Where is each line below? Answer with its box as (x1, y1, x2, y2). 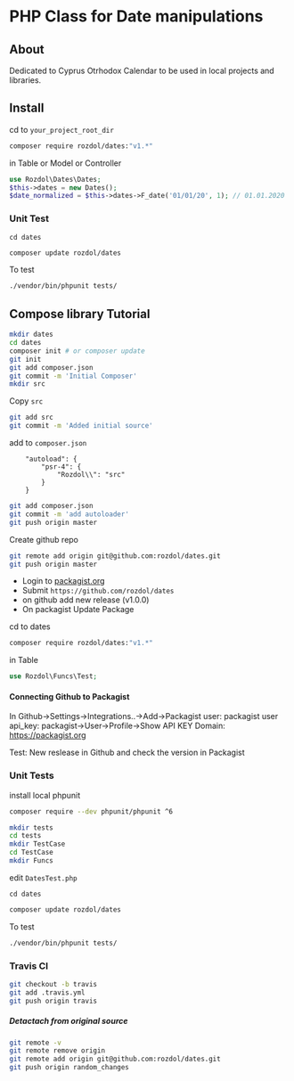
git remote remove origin (9, 1046, 105, 1055)
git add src (9, 413, 53, 422)
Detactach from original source (9, 1016, 128, 1027)
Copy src (9, 396, 44, 406)
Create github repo (9, 534, 78, 545)
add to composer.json (9, 438, 87, 448)
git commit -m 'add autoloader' (9, 510, 129, 519)
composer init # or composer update (9, 346, 145, 356)
